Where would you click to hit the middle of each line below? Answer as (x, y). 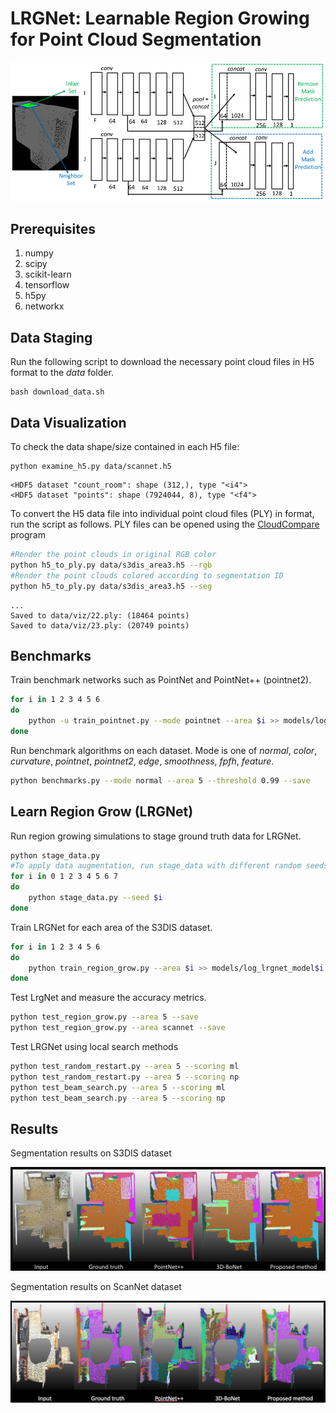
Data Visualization (68, 422)
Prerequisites (53, 229)
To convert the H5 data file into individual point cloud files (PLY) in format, (162, 514)
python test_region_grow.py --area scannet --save (118, 1028)
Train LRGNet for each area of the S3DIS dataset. (111, 927)
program (28, 535)
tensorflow (47, 285)
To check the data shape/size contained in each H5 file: (125, 447)
